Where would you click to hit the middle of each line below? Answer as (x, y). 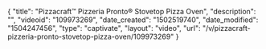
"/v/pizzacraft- (226, 28)
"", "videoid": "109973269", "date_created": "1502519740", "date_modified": (133, 20)
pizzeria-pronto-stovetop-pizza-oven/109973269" (91, 36)
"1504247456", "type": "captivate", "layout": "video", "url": (104, 28)
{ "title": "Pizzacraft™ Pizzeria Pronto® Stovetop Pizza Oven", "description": (132, 11)
